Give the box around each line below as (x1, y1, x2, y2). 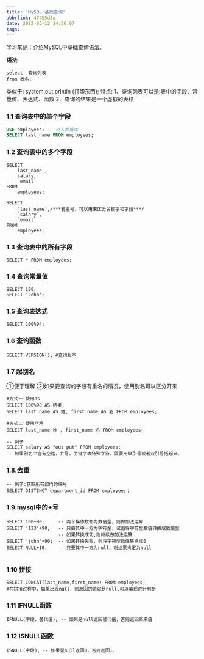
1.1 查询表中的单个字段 (6, 112, 71, 121)
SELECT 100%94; (6, 322, 45, 328)
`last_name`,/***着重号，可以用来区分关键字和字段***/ (17, 206, 145, 212)
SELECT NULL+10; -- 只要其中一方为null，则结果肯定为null (6, 545, 152, 551)
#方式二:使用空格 (6, 421, 44, 427)
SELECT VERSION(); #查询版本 (6, 352, 77, 358)
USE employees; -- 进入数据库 (6, 127, 79, 133)
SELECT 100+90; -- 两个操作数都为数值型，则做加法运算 (6, 518, 144, 525)
